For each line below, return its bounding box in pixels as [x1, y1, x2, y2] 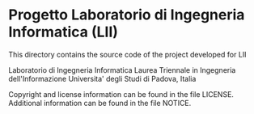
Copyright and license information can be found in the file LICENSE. [8, 89, 235, 99]
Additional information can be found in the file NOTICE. [8, 98, 192, 108]
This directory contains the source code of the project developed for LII [8, 49, 247, 59]
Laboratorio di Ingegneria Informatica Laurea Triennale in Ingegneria [8, 65, 236, 74]
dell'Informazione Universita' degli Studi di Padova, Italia [8, 74, 197, 83]
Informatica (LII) [8, 23, 119, 41]
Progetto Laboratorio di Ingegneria [8, 6, 245, 24]
